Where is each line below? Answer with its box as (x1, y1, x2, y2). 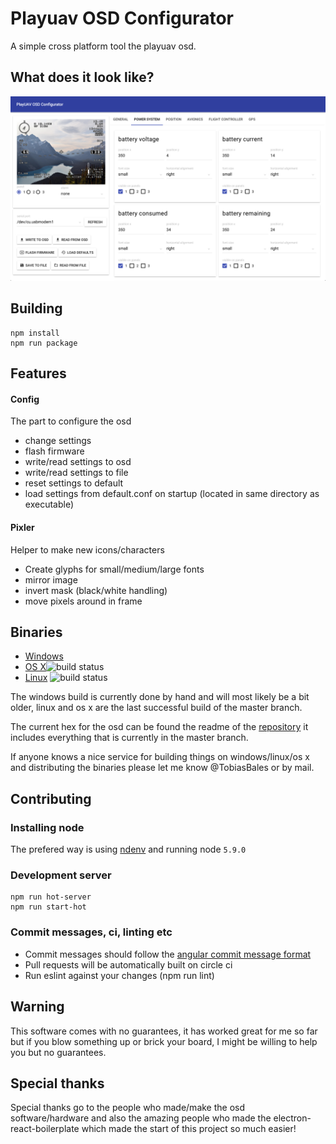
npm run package (10, 338, 78, 348)
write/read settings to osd (24, 456, 132, 468)
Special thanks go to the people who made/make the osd (10, 1102, 246, 1114)
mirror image (24, 573, 78, 586)
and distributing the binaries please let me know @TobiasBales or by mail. (10, 762, 315, 774)
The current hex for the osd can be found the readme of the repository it (10, 721, 309, 733)
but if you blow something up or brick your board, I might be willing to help (10, 1035, 318, 1047)
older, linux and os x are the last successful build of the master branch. (10, 702, 303, 714)
